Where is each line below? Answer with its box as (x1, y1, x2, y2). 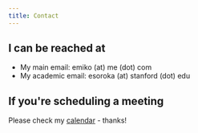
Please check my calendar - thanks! (8, 115, 127, 125)
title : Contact (8, 11, 59, 20)
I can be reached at (8, 42, 106, 55)
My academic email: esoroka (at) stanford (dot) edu (19, 71, 191, 81)
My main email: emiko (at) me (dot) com (19, 62, 152, 72)
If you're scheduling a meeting (8, 94, 164, 108)
